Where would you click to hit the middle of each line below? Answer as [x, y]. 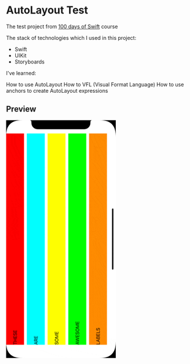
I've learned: [21, 73]
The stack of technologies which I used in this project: [71, 38]
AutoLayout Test [47, 10]
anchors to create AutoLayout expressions [57, 90]
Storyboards [30, 62]
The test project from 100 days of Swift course [62, 26]
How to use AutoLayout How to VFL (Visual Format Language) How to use [95, 84]
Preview [21, 109]
